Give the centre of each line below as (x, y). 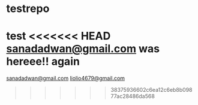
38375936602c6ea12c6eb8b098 (152, 90)
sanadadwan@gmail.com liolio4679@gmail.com (65, 78)
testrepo (28, 9)
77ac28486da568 (133, 96)
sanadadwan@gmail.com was (83, 49)
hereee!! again (43, 61)
